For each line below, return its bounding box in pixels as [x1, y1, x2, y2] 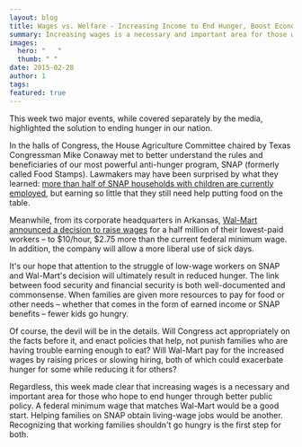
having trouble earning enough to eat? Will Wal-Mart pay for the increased [9, 345, 285, 355]
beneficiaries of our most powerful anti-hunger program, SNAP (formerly [9, 159, 280, 170]
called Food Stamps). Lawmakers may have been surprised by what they [9, 168, 279, 180]
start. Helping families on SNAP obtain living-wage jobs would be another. [9, 409, 283, 420]
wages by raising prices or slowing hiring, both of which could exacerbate [9, 354, 284, 364]
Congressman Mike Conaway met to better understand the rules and [9, 149, 263, 160]
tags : [9, 80, 30, 89]
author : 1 [9, 72, 47, 81]
